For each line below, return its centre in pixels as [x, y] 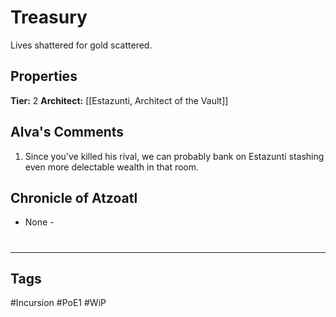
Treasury [49, 17]
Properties [44, 76]
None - [39, 222]
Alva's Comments [67, 132]
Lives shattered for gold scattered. [81, 45]
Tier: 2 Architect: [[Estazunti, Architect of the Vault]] [119, 100]
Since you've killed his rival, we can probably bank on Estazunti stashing [174, 156]
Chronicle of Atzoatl [74, 197]
